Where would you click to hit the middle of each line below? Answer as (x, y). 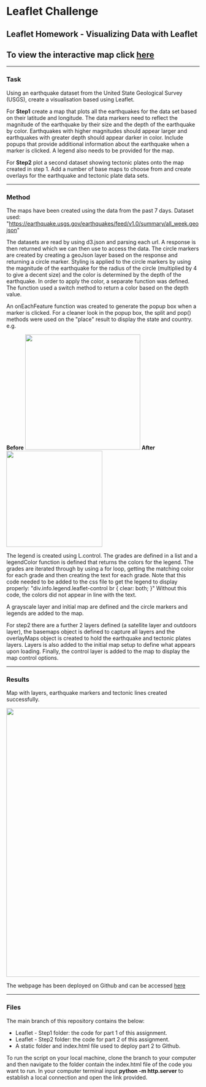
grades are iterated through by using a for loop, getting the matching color (100, 568)
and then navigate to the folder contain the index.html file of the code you (99, 1064)
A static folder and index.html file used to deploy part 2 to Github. (98, 1046)
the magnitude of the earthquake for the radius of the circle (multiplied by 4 (102, 268)
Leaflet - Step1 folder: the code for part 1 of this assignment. (91, 1033)
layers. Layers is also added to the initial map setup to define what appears (101, 644)
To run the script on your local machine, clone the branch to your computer (101, 1057)
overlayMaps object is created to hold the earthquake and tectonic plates (99, 638)
